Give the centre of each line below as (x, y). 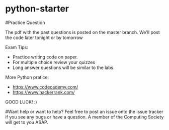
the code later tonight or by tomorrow (44, 37)
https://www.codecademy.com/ (45, 87)
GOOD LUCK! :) (21, 102)
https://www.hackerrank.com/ (44, 92)
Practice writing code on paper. (45, 57)
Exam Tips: (17, 47)
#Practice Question (25, 22)
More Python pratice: (27, 77)
